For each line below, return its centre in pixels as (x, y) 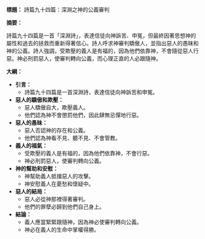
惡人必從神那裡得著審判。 (56, 199)
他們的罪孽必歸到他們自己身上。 (64, 207)
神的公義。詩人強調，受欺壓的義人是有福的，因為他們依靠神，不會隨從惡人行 (103, 51)
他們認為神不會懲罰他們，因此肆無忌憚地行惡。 (83, 115)
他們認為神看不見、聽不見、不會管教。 (72, 138)
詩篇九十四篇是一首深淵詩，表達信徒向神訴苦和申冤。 (91, 92)
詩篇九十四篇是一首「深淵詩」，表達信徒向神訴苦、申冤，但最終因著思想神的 (101, 35)
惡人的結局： (31, 191)
